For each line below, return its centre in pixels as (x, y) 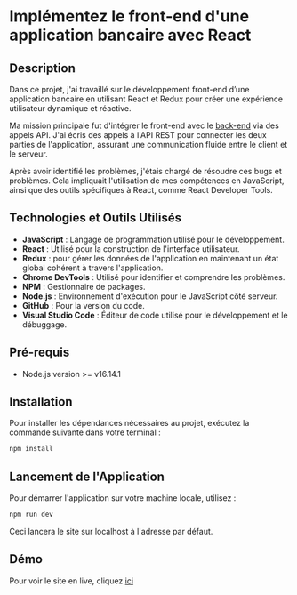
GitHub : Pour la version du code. (83, 305)
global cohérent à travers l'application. (92, 268)
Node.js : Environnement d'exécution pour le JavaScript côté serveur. (150, 296)
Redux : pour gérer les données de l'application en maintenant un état (150, 258)
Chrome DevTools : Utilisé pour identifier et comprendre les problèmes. (153, 277)
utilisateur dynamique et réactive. (70, 108)
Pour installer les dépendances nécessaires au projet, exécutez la (129, 423)
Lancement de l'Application (87, 476)
